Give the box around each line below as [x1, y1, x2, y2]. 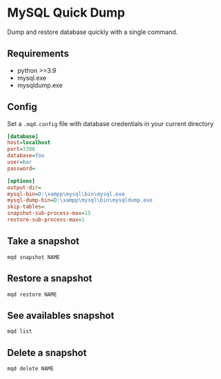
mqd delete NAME [7, 365, 54, 372]
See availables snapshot [7, 310, 115, 321]
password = [7, 165, 36, 172]
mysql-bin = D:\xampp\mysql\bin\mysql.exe [7, 191, 126, 197]
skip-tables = [7, 203, 45, 211]
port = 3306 [7, 146, 36, 153]
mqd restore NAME [7, 291, 57, 298]
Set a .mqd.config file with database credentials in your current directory [7, 119, 214, 127]
